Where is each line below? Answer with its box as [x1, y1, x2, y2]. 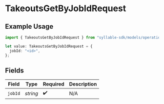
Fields [5, 66, 24, 74]
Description [69, 81, 97, 87]
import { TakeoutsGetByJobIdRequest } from [5, 35, 95, 40]
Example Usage [5, 22, 54, 31]
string [24, 90, 38, 97]
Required [42, 81, 64, 87]
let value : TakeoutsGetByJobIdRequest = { [5, 44, 93, 49]
